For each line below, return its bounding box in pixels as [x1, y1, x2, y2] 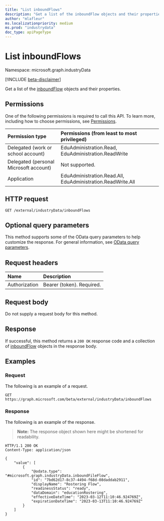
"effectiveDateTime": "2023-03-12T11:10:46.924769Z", [31, 494, 143, 500]
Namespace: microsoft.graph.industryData [5, 67, 91, 73]
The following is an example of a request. [5, 383, 88, 389]
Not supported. [61, 161, 96, 168]
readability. [17, 434, 40, 439]
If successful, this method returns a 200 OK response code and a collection [5, 338, 155, 344]
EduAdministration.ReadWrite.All [61, 178, 135, 185]
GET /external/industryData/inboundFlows [5, 208, 91, 213]
